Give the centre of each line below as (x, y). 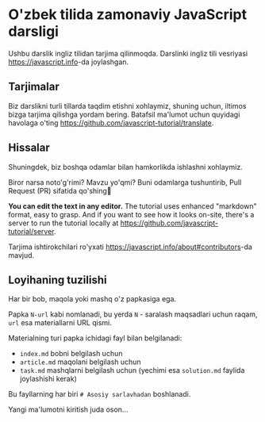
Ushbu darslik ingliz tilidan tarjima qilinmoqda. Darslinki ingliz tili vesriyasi (128, 53)
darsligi (34, 31)
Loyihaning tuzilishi (58, 280)
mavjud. (21, 255)
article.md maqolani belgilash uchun (80, 362)
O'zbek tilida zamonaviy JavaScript (128, 15)
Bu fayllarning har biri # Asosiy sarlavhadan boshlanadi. (100, 394)
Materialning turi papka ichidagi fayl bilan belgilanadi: (95, 338)
